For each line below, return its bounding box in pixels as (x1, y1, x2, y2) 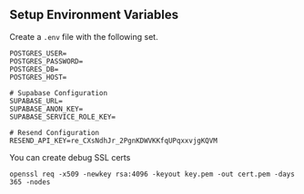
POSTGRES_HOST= (9, 73, 67, 82)
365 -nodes (9, 177, 51, 187)
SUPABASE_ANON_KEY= (9, 104, 84, 113)
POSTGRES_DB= (9, 64, 59, 73)
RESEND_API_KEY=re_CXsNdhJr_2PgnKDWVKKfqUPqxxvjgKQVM (9, 136, 218, 145)
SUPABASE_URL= (9, 96, 64, 105)
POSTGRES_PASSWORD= (9, 56, 84, 66)
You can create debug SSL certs (9, 151, 131, 162)
